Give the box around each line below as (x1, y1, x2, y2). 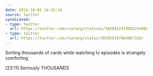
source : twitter (5, 12, 40, 17)
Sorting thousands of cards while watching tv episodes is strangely (5, 49, 146, 56)
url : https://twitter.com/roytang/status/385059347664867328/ (10, 36, 144, 41)
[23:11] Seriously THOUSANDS (5, 64, 69, 71)
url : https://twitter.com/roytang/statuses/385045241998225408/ (10, 26, 148, 31)
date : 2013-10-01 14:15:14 (5, 7, 62, 13)
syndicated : (5, 17, 30, 22)
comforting (5, 55, 29, 61)
